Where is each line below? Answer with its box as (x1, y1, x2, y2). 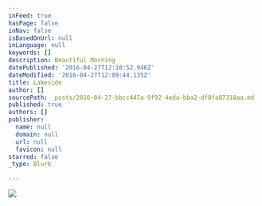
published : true (8, 101, 62, 109)
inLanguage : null (8, 42, 66, 50)
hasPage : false (8, 19, 59, 27)
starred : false (8, 153, 59, 160)
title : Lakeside (8, 78, 62, 86)
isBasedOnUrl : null (8, 34, 73, 42)
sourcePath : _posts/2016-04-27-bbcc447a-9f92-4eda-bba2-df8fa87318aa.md (8, 93, 255, 101)
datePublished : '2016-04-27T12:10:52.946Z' (8, 64, 155, 72)
